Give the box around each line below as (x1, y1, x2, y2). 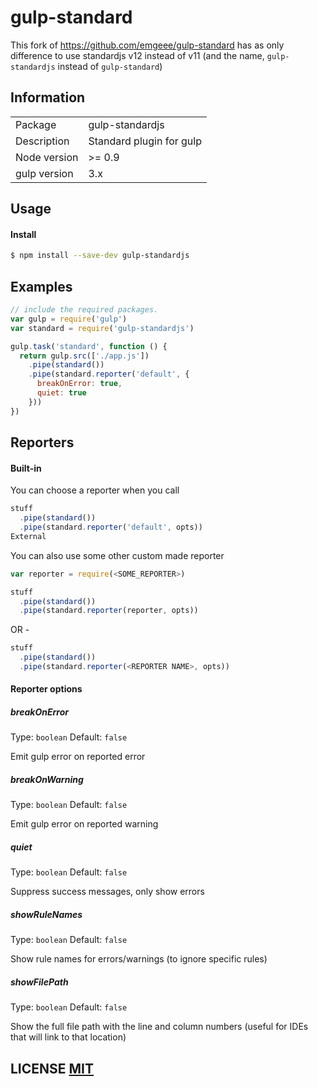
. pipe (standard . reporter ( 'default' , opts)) (19, 522, 203, 532)
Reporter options (10, 683, 83, 695)
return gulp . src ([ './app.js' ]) (19, 351, 150, 361)
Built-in (10, 462, 42, 474)
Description (15, 134, 70, 148)
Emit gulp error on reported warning (10, 818, 159, 830)
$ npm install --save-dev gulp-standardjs (10, 251, 190, 261)
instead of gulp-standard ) (57, 60, 163, 72)
